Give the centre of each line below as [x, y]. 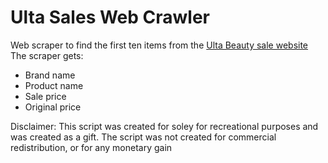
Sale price [45, 96]
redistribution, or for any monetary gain [91, 147]
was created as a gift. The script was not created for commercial [143, 137]
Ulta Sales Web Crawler [110, 17]
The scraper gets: [47, 55]
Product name [54, 85]
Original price [53, 107]
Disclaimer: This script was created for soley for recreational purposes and [164, 126]
